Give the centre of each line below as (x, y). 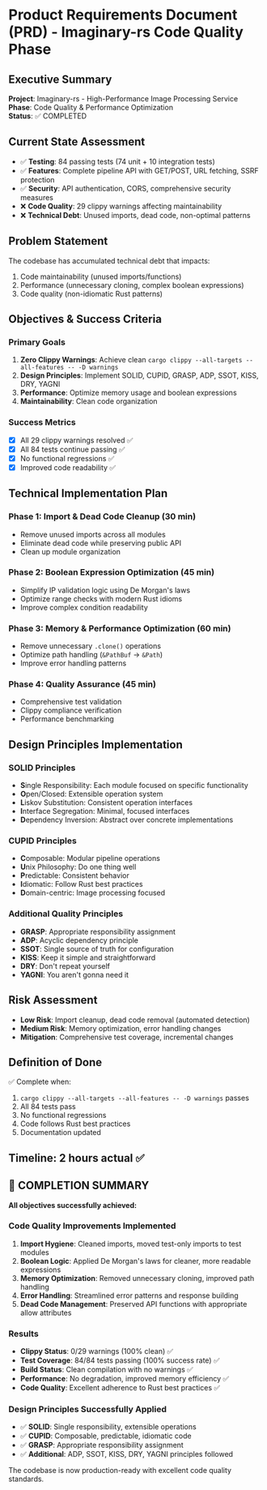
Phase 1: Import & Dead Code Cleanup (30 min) (102, 516)
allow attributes (46, 1312)
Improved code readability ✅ (68, 467)
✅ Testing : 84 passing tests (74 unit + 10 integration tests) (118, 161)
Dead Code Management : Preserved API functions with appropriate (133, 1304)
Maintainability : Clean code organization (89, 401)
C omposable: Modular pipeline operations (90, 858)
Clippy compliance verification (71, 710)
